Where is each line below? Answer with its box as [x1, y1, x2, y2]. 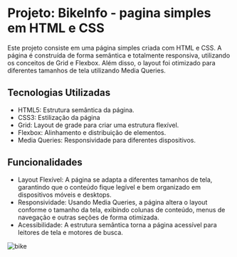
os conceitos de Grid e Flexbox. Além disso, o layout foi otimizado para [7, 58, 216, 67]
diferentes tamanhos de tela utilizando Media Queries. [7, 66, 166, 75]
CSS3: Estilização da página [17, 113, 101, 121]
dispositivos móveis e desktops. [17, 190, 112, 199]
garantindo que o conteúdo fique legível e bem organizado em [17, 182, 201, 191]
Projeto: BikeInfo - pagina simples [7, 5, 211, 21]
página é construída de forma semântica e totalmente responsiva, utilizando [7, 51, 231, 60]
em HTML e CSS [7, 20, 105, 36]
